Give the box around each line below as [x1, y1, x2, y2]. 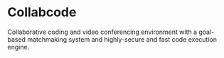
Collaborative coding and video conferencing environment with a [7, 28, 198, 36]
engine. [7, 42, 30, 51]
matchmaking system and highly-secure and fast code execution [27, 35, 217, 43]
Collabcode [7, 4, 77, 21]
